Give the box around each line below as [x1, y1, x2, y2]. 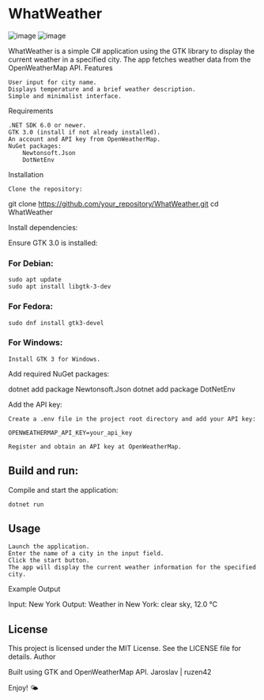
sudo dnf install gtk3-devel [8, 319, 104, 327]
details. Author [8, 652, 56, 661]
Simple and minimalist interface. [8, 92, 123, 100]
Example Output [8, 585, 61, 594]
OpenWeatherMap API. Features [8, 62, 113, 72]
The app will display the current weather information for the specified [8, 563, 257, 572]
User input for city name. [8, 78, 97, 86]
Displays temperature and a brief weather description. [8, 85, 196, 93]
